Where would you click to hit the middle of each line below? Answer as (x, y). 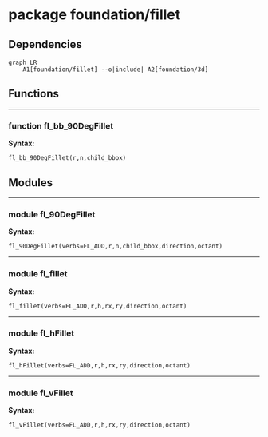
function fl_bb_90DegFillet (61, 125)
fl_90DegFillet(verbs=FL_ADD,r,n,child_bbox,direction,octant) (116, 246)
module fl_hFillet (41, 333)
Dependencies (45, 44)
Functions (34, 94)
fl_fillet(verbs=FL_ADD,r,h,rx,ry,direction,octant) (98, 306)
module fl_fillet (38, 274)
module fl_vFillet (41, 393)
